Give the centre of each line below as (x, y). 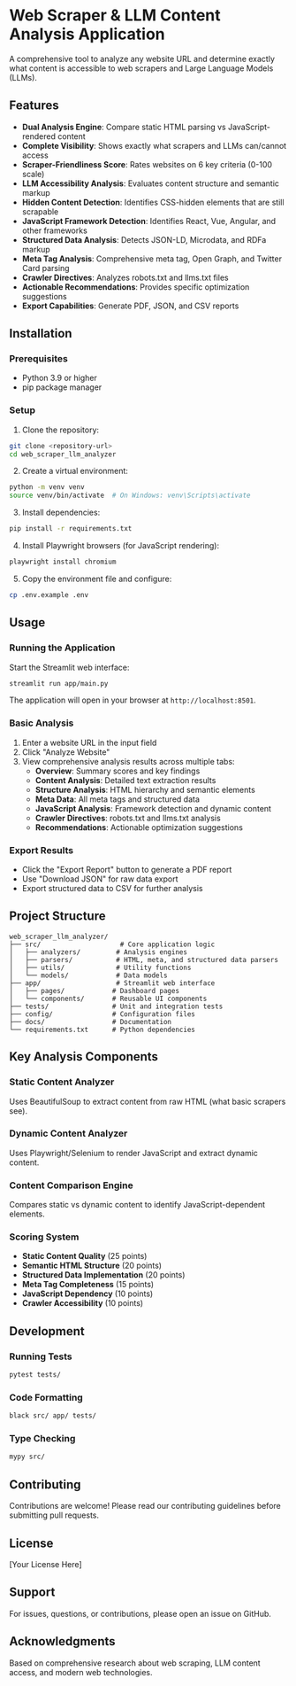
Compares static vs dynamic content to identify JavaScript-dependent (137, 1205)
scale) (33, 174)
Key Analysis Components (84, 1057)
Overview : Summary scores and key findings (118, 771)
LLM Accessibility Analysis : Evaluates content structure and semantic (151, 183)
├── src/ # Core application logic (112, 944)
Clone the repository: (61, 430)
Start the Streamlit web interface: (69, 667)
